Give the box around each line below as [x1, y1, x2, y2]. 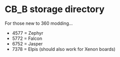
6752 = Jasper [12, 40, 43, 46]
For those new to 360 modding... [5, 20, 73, 26]
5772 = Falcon [12, 35, 43, 41]
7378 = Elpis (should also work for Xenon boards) [12, 46, 116, 52]
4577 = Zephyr [12, 30, 44, 36]
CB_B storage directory [5, 4, 105, 15]
